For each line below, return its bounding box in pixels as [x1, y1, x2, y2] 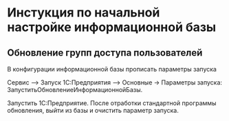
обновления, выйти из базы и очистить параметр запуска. [7, 107, 179, 114]
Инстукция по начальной [7, 5, 160, 21]
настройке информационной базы [7, 19, 217, 35]
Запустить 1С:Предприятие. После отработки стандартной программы [7, 99, 217, 107]
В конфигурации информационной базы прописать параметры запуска [7, 65, 217, 73]
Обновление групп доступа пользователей [7, 47, 203, 58]
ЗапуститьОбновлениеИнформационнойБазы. [7, 86, 143, 93]
